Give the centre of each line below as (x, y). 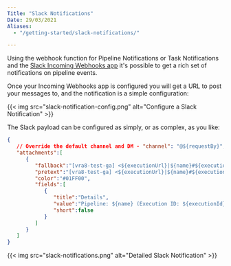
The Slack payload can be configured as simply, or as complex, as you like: (113, 127)
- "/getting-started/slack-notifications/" (76, 33)
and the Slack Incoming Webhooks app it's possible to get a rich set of (107, 65)
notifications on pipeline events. (52, 73)
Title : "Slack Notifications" (51, 13)
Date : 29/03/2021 (32, 20)
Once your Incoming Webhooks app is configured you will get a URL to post (114, 86)
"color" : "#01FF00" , (63, 178)
